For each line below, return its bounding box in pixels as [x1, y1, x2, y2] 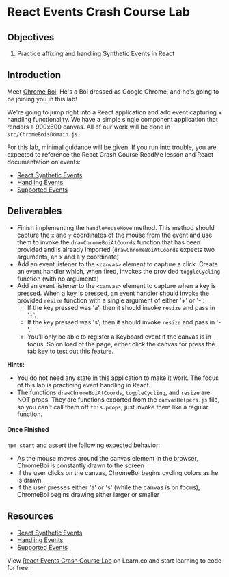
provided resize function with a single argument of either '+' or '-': [16, 296, 205, 305]
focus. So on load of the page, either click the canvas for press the [27, 339, 215, 348]
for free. [7, 563, 30, 572]
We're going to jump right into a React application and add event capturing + [7, 107, 223, 116]
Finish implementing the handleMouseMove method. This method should [16, 223, 215, 231]
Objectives [7, 31, 55, 43]
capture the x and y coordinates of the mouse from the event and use [16, 231, 213, 239]
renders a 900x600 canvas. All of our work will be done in [7, 123, 171, 131]
